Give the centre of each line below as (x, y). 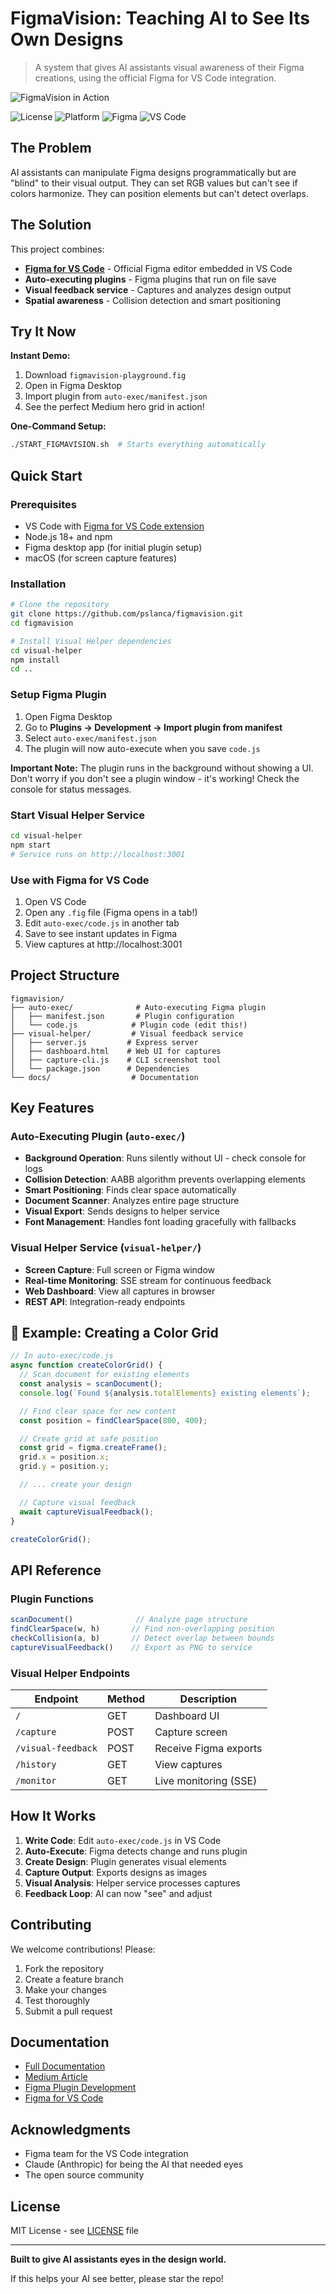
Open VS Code (55, 901)
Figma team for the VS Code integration (106, 2154)
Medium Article (56, 2077)
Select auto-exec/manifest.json (90, 738)
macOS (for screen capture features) (101, 558)
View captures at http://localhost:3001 (103, 944)
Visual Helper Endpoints (70, 1673)
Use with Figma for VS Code (80, 880)
